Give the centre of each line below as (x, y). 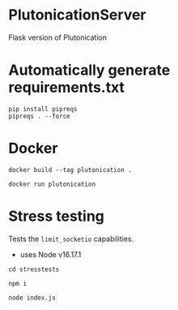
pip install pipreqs (43, 109)
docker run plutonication (52, 184)
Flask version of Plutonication (58, 37)
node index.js (32, 298)
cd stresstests (34, 269)
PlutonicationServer (78, 15)
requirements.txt (67, 88)
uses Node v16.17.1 (51, 254)
